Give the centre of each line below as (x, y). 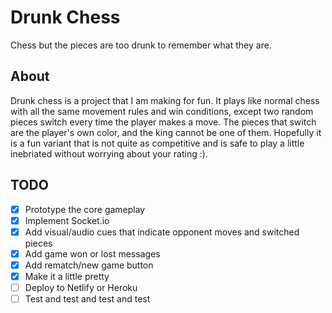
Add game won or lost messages (92, 253)
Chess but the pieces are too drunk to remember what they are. (141, 45)
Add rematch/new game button (89, 265)
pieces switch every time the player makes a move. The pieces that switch (163, 122)
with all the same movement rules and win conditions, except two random (162, 111)
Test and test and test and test (87, 299)
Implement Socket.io (67, 220)
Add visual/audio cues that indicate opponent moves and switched (162, 232)
